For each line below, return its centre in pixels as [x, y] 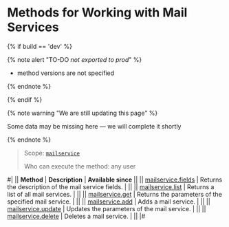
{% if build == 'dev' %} [40, 46]
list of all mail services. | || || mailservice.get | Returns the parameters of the [115, 194]
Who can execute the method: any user [80, 166]
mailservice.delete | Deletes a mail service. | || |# [76, 216]
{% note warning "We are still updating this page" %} [83, 113]
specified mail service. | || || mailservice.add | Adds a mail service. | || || [109, 202]
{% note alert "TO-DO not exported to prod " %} [75, 59]
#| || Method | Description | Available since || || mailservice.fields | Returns [115, 180]
